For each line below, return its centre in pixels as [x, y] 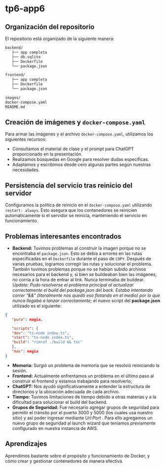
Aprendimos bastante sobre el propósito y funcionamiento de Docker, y [78, 456]
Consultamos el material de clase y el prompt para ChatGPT [73, 149]
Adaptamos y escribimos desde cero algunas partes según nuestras [82, 165]
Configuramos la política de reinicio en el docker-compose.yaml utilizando [79, 205]
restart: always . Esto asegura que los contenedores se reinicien [71, 210]
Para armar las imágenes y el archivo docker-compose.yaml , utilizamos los [79, 134]
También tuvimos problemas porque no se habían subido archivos [79, 269]
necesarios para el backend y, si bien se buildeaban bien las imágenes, [84, 274]
